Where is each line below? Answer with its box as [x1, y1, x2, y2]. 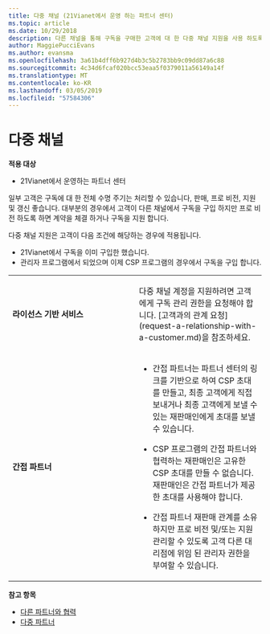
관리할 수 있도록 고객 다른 [152, 536, 243, 547]
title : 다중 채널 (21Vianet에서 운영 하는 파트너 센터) [8, 11, 174, 20]
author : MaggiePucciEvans [8, 42, 95, 50]
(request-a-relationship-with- [139, 321, 257, 332]
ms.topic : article [8, 19, 70, 27]
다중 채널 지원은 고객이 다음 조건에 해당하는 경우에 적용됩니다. [8, 231, 202, 240]
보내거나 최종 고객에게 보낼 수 [152, 399, 258, 411]
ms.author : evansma [8, 49, 74, 57]
